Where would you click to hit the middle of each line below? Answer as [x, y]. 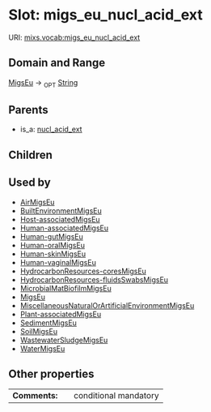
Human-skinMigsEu [53, 254]
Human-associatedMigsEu [64, 228]
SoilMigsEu [39, 331]
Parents [28, 110]
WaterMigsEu [42, 348]
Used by [30, 183]
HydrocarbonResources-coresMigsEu [83, 271]
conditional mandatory [116, 396]
